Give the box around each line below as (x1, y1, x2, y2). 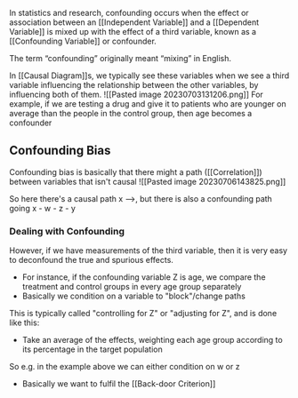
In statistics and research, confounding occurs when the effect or (9, 8, 249, 18)
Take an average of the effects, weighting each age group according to (21, 335, 283, 346)
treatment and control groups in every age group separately (21, 282, 242, 292)
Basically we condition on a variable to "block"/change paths (21, 291, 246, 301)
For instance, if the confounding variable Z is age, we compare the (21, 272, 266, 283)
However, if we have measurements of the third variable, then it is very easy (9, 245, 287, 256)
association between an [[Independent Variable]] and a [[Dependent (9, 17, 260, 28)
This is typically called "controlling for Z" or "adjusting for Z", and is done (9, 308, 278, 319)
